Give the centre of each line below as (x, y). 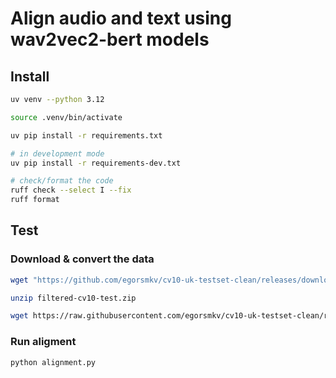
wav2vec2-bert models (110, 39)
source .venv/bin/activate (66, 117)
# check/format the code (62, 181)
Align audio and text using (121, 18)
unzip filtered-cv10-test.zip (73, 298)
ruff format (35, 200)
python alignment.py (53, 362)
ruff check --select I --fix (71, 190)
